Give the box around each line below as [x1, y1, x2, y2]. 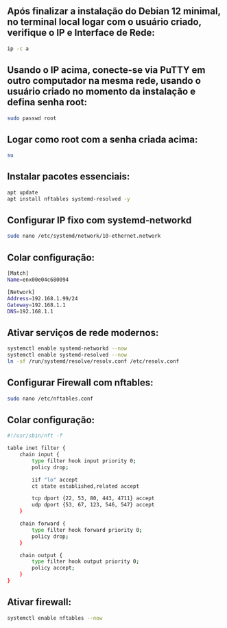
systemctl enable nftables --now [7, 614, 103, 621]
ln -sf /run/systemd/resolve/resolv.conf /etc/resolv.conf [7, 357, 180, 365]
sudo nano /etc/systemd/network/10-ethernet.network [7, 233, 161, 240]
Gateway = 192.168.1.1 [7, 302, 67, 309]
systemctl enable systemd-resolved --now [7, 352, 128, 359]
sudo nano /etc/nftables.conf [7, 395, 94, 402]
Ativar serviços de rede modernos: [7, 326, 159, 339]
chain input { [19, 451, 60, 458]
